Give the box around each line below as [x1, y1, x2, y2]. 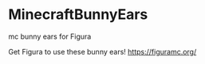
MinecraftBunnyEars [8, 6, 148, 24]
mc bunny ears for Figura [8, 32, 92, 41]
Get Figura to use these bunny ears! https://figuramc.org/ [8, 47, 197, 56]
